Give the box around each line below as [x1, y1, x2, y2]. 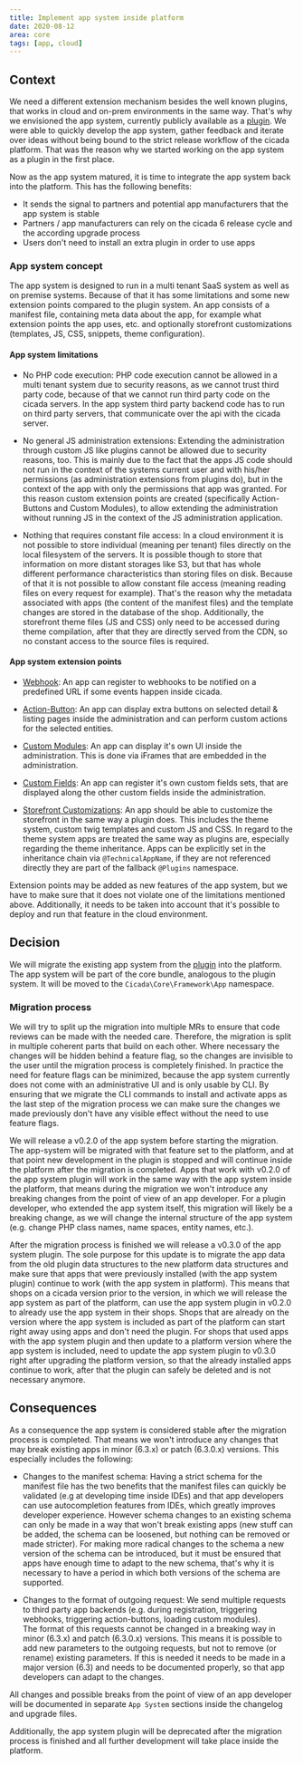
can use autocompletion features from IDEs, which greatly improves [22, 1500, 276, 1510]
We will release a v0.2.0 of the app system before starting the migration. [9, 1134, 279, 1146]
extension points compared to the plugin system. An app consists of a [9, 300, 270, 311]
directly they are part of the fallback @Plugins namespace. [22, 862, 240, 873]
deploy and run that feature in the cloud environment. [9, 908, 208, 920]
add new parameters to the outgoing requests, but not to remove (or [22, 1642, 278, 1654]
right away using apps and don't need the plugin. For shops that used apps [9, 1326, 289, 1336]
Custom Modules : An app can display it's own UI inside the [22, 740, 242, 751]
